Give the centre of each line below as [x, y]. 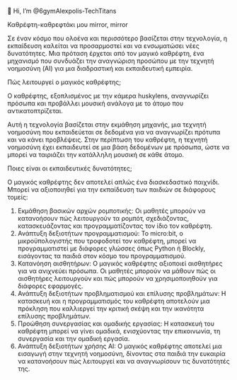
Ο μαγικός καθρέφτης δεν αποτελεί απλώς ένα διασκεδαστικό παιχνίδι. [114, 182]
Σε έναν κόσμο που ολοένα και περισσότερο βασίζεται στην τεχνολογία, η [117, 38]
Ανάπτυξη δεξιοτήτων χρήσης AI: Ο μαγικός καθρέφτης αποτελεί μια [120, 346]
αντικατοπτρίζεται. [35, 111]
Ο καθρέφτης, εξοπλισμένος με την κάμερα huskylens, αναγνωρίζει [108, 96]
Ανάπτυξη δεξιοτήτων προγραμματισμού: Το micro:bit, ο [100, 233]
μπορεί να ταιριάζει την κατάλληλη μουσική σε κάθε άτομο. [96, 155]
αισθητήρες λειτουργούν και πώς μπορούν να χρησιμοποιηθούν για [117, 278]
